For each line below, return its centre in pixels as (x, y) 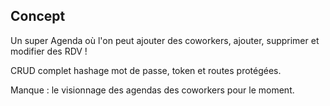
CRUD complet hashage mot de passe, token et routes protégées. (146, 70)
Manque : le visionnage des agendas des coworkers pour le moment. (152, 90)
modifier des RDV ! (49, 51)
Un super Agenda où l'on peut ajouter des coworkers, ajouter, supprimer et (165, 40)
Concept (38, 16)
